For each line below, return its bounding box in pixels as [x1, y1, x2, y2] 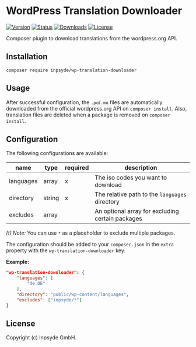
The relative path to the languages [94, 190, 187, 198]
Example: [6, 259, 30, 266]
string [43, 194, 60, 202]
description [124, 164, 157, 172]
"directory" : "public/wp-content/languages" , [16, 291, 129, 297]
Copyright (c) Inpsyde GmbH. [6, 334, 77, 341]
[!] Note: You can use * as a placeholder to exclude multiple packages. [6, 229, 176, 236]
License [6, 318, 36, 328]
